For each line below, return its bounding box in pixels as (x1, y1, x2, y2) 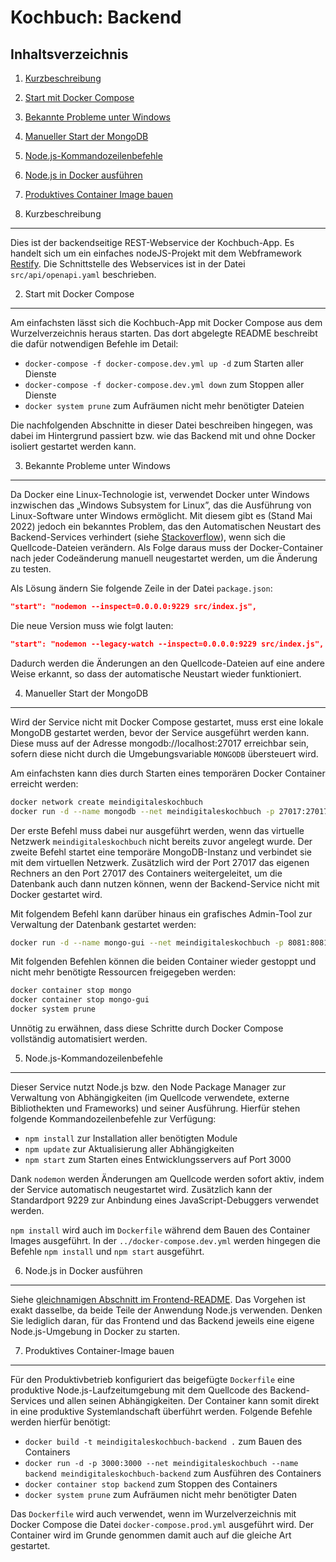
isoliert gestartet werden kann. (10, 441, 137, 452)
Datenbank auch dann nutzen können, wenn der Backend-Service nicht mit (10, 877, 320, 890)
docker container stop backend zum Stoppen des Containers (24, 1478, 278, 1490)
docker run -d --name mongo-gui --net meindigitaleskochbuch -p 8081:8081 (10, 937, 329, 948)
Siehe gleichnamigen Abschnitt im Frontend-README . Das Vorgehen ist (10, 1294, 306, 1305)
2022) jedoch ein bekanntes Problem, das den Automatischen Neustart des (10, 521, 322, 532)
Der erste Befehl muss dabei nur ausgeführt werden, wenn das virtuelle (10, 824, 305, 836)
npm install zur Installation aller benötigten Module (24, 1132, 238, 1144)
